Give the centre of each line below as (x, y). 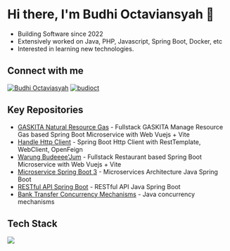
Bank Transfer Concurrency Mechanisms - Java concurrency (106, 194)
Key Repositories (45, 110)
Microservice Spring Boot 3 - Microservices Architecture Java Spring (117, 172)
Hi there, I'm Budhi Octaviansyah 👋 (111, 14)
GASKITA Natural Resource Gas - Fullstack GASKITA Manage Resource (120, 127)
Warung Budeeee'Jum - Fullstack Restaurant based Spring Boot (110, 157)
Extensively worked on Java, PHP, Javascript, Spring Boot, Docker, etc (120, 41)
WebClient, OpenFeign (50, 149)
